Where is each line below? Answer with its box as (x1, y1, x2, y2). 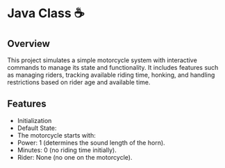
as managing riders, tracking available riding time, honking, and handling (7, 71, 215, 79)
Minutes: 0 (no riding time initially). (17, 146, 117, 154)
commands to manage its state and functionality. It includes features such (7, 64, 219, 71)
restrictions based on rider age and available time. (7, 78, 151, 86)
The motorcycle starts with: (17, 131, 96, 139)
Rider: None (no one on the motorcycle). (17, 153, 133, 161)
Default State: (17, 124, 57, 132)
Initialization (17, 116, 52, 124)
